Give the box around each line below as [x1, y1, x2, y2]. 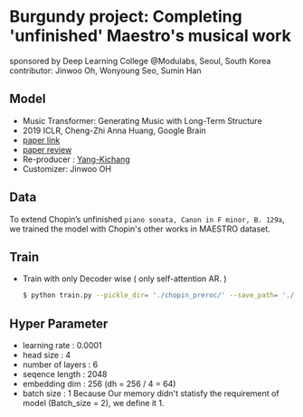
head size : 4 [22, 350, 71, 361]
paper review [22, 144, 72, 155]
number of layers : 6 [22, 359, 99, 370]
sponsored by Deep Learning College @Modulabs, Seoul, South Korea [9, 55, 271, 66]
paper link [22, 134, 61, 146]
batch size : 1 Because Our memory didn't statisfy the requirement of [22, 388, 279, 399]
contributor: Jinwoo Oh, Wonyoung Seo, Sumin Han [9, 65, 202, 76]
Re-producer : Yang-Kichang [22, 154, 131, 165]
